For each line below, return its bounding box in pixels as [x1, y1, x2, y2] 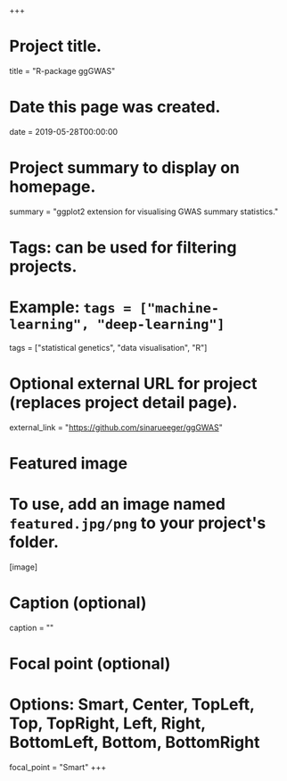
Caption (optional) [9, 593, 147, 613]
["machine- [139, 300, 220, 317]
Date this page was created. [9, 97, 221, 117]
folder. [9, 532, 60, 553]
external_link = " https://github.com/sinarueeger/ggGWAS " [9, 421, 223, 433]
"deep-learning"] [96, 316, 225, 333]
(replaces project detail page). [9, 393, 238, 413]
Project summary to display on [9, 158, 241, 179]
